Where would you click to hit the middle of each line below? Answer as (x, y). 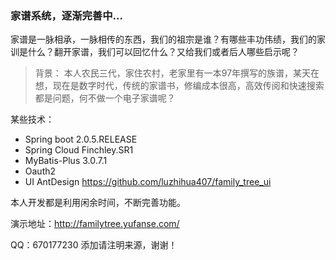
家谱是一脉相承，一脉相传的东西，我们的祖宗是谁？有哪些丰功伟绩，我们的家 (168, 39)
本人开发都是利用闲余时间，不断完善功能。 (98, 203)
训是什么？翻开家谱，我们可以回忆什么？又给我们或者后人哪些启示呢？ (155, 52)
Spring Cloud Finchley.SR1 (79, 150)
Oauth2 (40, 171)
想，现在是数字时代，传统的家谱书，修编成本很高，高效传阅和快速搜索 (179, 86)
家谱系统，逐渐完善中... (66, 15)
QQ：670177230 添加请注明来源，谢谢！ (94, 245)
